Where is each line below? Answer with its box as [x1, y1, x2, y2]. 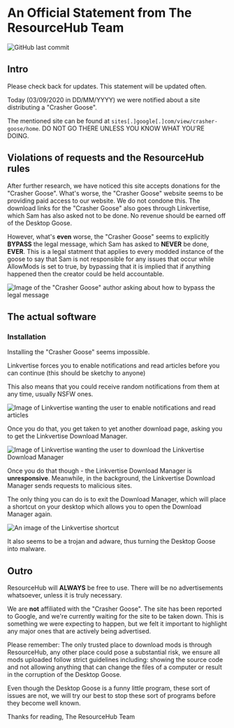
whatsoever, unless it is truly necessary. [7, 591, 122, 600]
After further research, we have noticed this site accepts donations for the [7, 181, 221, 190]
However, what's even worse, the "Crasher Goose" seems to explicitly [7, 232, 210, 241]
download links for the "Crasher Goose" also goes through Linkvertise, [7, 203, 211, 212]
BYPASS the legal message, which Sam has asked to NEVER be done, [7, 240, 210, 248]
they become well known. [7, 699, 81, 708]
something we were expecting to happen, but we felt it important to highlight [7, 619, 228, 628]
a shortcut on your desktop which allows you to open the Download [7, 503, 202, 511]
